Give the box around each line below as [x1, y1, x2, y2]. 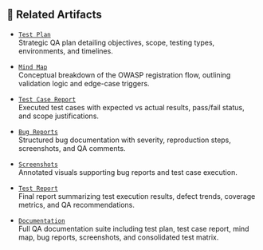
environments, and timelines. [18, 46, 114, 56]
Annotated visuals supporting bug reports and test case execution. [18, 167, 237, 177]
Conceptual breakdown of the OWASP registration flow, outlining [18, 69, 231, 80]
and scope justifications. [18, 111, 100, 121]
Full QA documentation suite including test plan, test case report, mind [18, 224, 249, 233]
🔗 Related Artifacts [6, 8, 102, 22]
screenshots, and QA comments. [18, 143, 126, 153]
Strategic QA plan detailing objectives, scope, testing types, [18, 38, 215, 47]
